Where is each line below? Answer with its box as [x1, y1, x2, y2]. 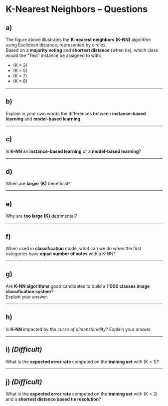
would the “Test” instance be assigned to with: [5, 52, 101, 58]
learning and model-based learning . [5, 116, 82, 122]
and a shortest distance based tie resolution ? [5, 396, 101, 403]
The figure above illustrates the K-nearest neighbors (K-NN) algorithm [5, 36, 151, 42]
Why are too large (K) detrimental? [5, 213, 77, 219]
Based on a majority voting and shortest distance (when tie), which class [5, 47, 159, 53]
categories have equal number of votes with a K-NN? [5, 251, 116, 257]
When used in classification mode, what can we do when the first [5, 246, 142, 252]
